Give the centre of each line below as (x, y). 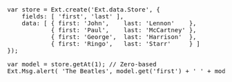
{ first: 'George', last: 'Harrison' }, (124, 37)
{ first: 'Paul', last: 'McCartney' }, (124, 30)
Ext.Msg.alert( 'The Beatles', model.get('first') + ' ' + (109, 71)
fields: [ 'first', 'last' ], (73, 16)
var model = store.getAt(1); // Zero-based (82, 64)
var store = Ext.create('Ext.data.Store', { (84, 10)
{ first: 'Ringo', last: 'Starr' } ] (125, 44)
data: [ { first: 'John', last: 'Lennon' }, (109, 23)
